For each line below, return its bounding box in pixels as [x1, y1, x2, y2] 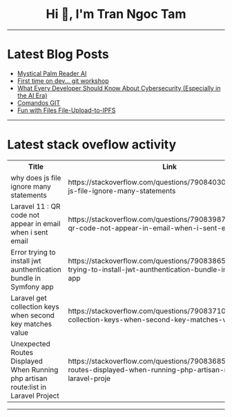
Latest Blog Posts [7, 46, 109, 62]
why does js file [10, 173, 61, 183]
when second [10, 311, 55, 320]
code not [10, 210, 40, 220]
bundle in [10, 273, 41, 283]
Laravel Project [10, 391, 60, 400]
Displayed [10, 356, 43, 366]
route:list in [10, 382, 47, 391]
